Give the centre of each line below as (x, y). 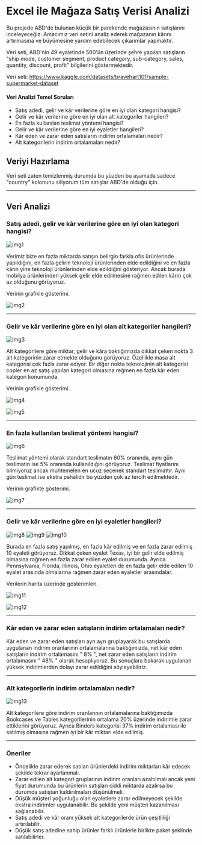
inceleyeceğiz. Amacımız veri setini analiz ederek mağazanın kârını (89, 34)
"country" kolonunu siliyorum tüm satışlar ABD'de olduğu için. (83, 182)
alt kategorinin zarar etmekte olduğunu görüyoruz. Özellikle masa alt (91, 357)
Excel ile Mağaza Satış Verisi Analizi (98, 11)
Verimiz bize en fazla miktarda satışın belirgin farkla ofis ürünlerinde (90, 256)
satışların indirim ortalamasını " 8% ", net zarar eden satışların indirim (92, 654)
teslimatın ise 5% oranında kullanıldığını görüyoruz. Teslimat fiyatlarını (93, 464)
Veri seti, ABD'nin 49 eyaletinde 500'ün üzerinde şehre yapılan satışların (96, 52)
